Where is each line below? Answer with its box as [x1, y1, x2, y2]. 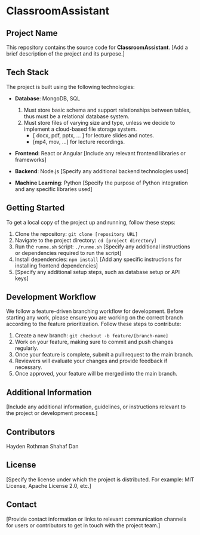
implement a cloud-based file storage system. [23, 125, 137, 133]
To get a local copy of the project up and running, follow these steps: [6, 219, 176, 226]
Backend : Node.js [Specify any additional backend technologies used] [14, 167, 189, 174]
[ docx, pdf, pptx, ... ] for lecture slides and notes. [32, 131, 155, 139]
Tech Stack [6, 67, 49, 78]
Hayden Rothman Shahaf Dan [6, 443, 79, 450]
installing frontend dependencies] [14, 262, 99, 269]
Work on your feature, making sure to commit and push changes [14, 339, 174, 346]
